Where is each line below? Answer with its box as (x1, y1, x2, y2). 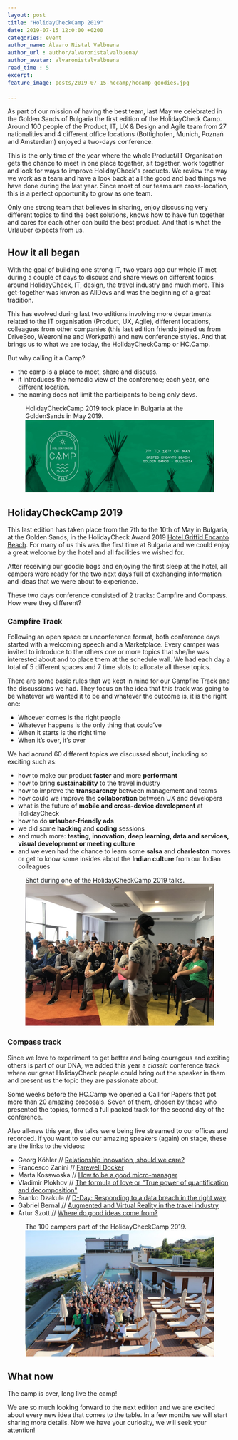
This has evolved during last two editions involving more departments (7, 310, 212, 318)
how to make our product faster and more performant (17, 771, 178, 780)
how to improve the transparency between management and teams (17, 786, 217, 795)
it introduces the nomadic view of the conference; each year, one (17, 375, 210, 384)
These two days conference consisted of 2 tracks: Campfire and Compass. (7, 591, 228, 599)
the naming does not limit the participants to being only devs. (17, 390, 198, 399)
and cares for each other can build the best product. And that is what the (7, 218, 222, 227)
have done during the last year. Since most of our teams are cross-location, (7, 182, 229, 191)
